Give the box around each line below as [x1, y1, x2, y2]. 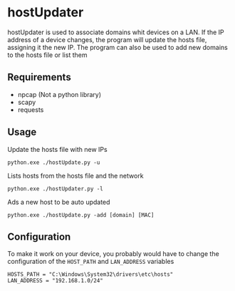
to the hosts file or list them [7, 51, 88, 59]
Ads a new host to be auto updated [7, 198, 110, 206]
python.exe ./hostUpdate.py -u [7, 158, 100, 166]
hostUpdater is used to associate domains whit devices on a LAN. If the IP [7, 28, 224, 36]
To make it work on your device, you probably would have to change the [7, 250, 219, 258]
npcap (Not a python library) [17, 90, 102, 98]
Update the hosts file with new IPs [7, 145, 108, 153]
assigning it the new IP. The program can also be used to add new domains [7, 43, 228, 51]
